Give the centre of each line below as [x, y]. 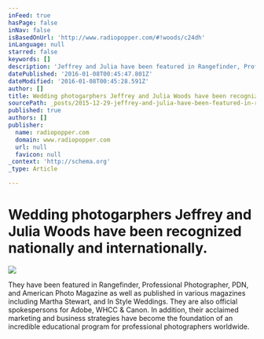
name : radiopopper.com [52, 132]
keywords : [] [29, 60]
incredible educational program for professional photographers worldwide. [129, 326]
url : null [31, 147]
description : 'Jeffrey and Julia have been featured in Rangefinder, [125, 67]
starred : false [33, 52]
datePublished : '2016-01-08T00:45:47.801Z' [81, 74]
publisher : [26, 125]
